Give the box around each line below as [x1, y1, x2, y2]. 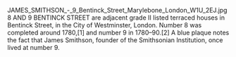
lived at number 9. [7, 44, 60, 51]
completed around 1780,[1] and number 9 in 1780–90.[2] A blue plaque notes [7, 28, 230, 37]
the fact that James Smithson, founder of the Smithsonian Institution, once [7, 36, 223, 44]
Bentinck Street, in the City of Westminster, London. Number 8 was [7, 21, 202, 29]
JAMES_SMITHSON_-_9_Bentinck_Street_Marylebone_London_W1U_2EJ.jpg [7, 6, 228, 14]
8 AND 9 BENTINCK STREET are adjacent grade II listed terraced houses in [7, 13, 225, 22]
